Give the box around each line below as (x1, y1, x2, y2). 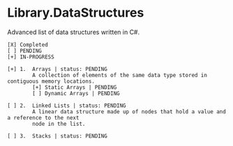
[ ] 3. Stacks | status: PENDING (7, 132, 108, 140)
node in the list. (32, 120, 86, 127)
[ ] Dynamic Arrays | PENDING (32, 90, 120, 97)
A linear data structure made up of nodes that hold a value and (32, 108, 227, 115)
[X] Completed (7, 41, 49, 48)
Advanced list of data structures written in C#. (7, 28, 140, 36)
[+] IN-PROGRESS (7, 54, 54, 60)
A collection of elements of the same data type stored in (32, 72, 208, 79)
